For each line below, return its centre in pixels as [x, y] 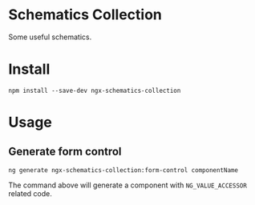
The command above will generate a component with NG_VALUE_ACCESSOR [127, 185]
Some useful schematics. [50, 37]
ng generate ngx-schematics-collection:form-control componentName [123, 170]
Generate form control [65, 152]
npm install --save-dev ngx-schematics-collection [95, 90]
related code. [30, 193]
